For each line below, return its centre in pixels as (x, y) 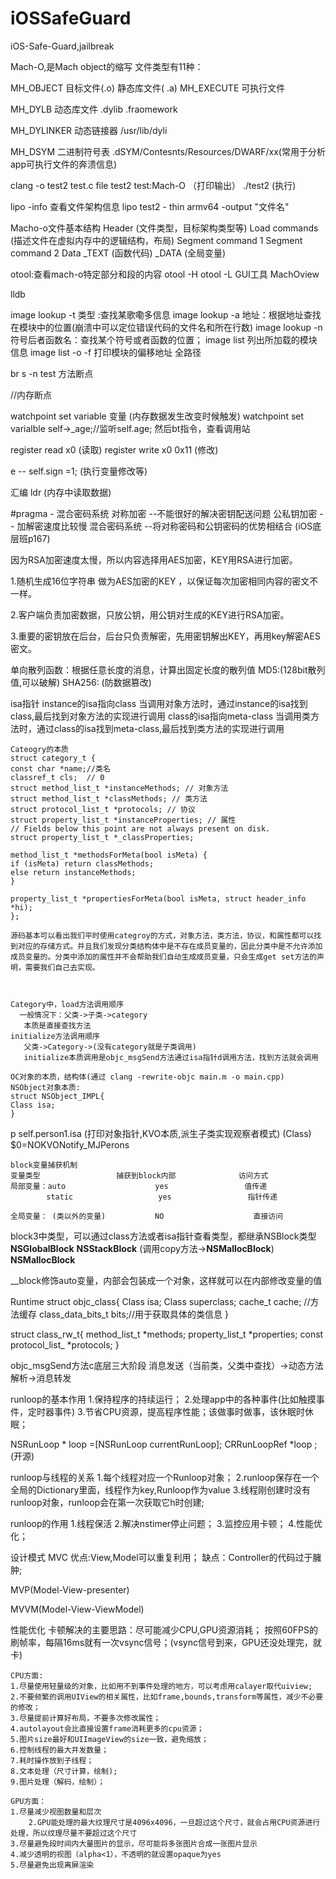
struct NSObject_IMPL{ (57, 1096)
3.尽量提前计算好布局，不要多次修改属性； (86, 1718)
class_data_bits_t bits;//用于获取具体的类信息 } (133, 1314)
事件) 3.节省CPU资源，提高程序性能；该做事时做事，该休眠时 (179, 1411)
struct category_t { (53, 758)
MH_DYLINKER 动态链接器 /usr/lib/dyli (89, 130)
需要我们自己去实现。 (62, 967)
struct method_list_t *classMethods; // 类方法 (109, 798)
